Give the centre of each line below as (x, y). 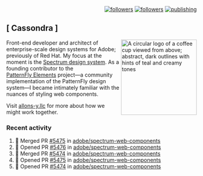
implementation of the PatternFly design (56, 81)
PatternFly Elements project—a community (60, 75)
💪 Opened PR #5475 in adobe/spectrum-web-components (88, 160)
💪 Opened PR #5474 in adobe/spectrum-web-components (88, 166)
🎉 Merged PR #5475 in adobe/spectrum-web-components (88, 141)
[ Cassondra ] (32, 28)
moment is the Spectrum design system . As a (63, 62)
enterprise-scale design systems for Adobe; (61, 49)
